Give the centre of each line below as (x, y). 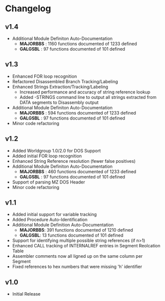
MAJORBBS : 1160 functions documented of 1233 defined (78, 44)
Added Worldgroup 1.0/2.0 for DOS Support (56, 150)
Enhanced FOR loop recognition (45, 76)
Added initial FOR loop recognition (47, 156)
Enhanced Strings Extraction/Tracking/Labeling (60, 87)
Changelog (28, 9)
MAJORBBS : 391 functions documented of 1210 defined (76, 230)
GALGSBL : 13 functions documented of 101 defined (71, 235)
